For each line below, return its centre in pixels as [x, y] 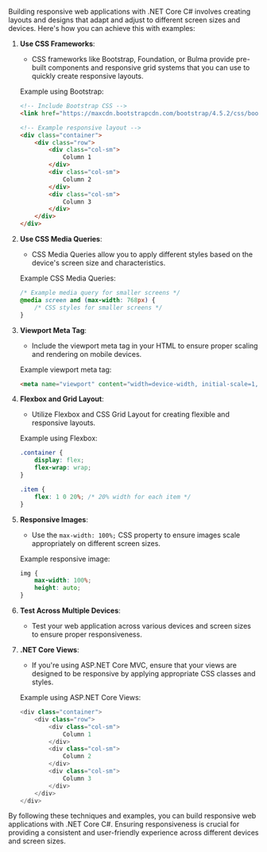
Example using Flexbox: [58, 438]
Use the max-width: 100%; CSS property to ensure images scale [136, 535]
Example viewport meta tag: [66, 370]
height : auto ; [58, 588]
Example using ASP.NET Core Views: [80, 697]
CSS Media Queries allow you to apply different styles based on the [142, 254]
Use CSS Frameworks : [57, 44]
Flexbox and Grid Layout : [62, 399]
